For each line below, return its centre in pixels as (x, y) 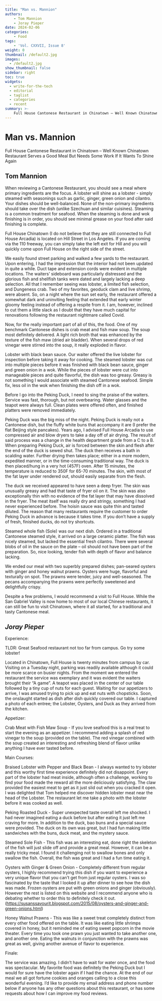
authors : (14, 14)
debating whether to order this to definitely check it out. (60, 898)
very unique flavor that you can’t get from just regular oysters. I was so (75, 878)
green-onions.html (23, 909)
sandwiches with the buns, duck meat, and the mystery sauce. (67, 833)
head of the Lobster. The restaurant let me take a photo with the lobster (76, 798)
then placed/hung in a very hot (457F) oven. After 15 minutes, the (70, 466)
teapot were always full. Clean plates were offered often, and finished (74, 405)
